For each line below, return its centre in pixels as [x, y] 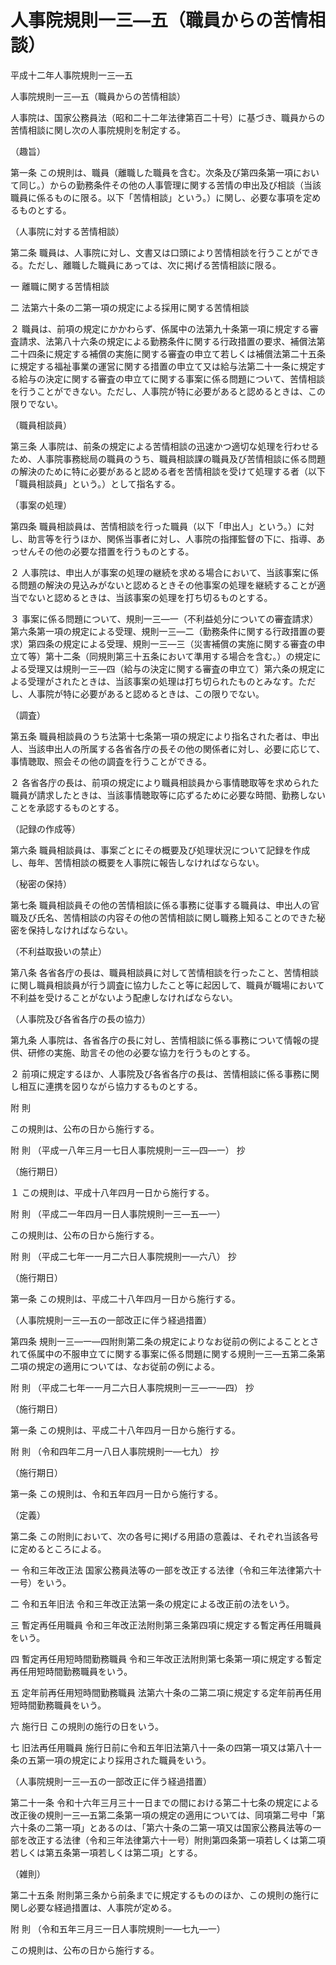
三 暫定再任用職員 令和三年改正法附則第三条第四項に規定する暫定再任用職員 [166, 1625]
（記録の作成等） [45, 828]
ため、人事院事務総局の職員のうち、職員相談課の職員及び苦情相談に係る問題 [168, 458]
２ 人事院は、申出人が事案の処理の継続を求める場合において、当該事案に [160, 572]
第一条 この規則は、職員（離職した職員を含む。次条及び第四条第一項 [151, 172]
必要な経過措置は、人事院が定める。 [102, 1907]
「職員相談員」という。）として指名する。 [95, 483]
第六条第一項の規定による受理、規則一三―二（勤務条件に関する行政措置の [163, 631]
